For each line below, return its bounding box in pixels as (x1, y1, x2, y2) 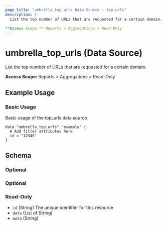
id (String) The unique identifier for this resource (12, 204, 114, 211)
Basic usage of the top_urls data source (5, 115, 87, 121)
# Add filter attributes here (10, 129, 73, 134)
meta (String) (12, 215, 39, 221)
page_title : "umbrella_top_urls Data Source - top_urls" (5, 7, 127, 13)
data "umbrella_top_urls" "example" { (5, 124, 86, 130)
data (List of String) (12, 210, 53, 216)
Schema (5, 151, 32, 160)
